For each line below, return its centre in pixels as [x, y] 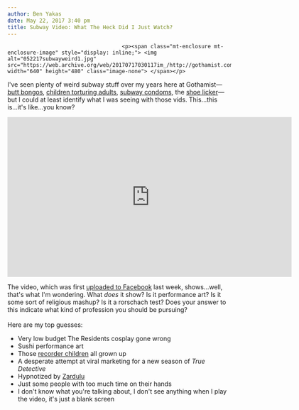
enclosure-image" [33, 53]
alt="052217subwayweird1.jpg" [52, 59]
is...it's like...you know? [41, 107]
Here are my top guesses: [45, 325]
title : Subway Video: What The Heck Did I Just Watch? [90, 27]
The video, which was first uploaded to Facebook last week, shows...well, [115, 287]
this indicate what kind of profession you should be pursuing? [98, 310]
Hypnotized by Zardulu [51, 377]
